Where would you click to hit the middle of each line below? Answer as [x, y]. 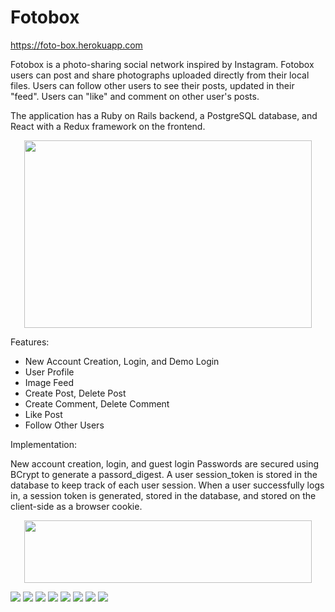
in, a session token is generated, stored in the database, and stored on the [163, 495]
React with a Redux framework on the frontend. [108, 126]
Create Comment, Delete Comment [97, 403]
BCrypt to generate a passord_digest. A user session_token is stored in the [164, 474]
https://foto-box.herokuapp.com [76, 45]
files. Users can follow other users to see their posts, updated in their [152, 85]
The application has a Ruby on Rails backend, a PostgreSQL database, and [164, 115]
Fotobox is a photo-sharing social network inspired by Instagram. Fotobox [162, 64]
